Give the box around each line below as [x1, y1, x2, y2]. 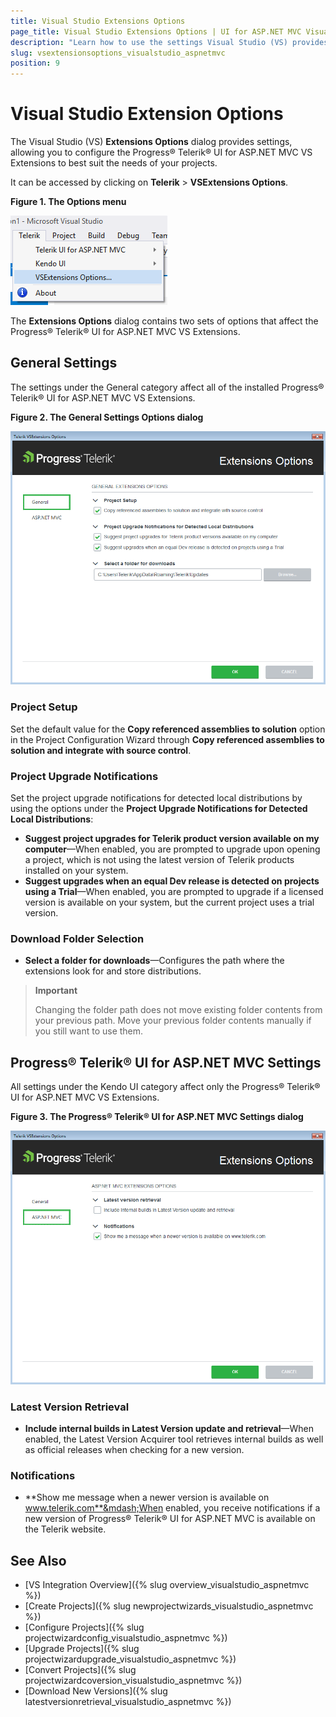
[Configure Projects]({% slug [24, 1621, 145, 1634]
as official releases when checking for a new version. [24, 1443, 245, 1455]
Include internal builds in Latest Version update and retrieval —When [24, 1422, 315, 1434]
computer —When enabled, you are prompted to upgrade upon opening [24, 843, 321, 855]
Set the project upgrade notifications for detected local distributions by [10, 791, 303, 804]
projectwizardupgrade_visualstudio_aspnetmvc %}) [24, 1653, 237, 1665]
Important [34, 985, 78, 997]
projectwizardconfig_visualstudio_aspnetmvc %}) [24, 1632, 228, 1644]
